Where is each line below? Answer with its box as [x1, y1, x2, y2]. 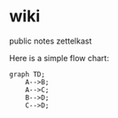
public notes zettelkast [9, 35, 92, 46]
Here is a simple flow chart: [9, 52, 109, 63]
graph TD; [9, 69, 46, 79]
